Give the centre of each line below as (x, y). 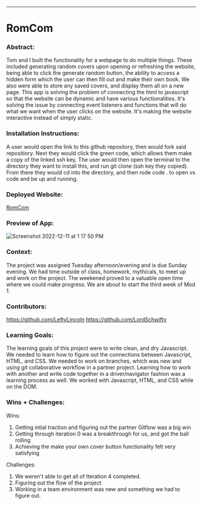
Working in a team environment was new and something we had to (97, 489)
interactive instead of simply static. (50, 118)
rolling (23, 440)
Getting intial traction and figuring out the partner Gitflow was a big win (103, 427)
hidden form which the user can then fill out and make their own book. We (98, 80)
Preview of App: (30, 223)
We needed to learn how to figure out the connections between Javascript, (99, 355)
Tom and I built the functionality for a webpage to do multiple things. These (99, 60)
